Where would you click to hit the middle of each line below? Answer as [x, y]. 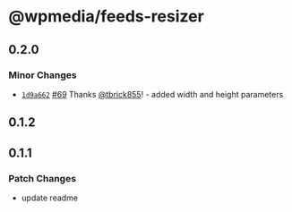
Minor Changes [43, 75]
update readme [49, 198]
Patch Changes [43, 178]
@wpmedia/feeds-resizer [107, 17]
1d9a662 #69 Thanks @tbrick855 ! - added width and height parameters [152, 94]
